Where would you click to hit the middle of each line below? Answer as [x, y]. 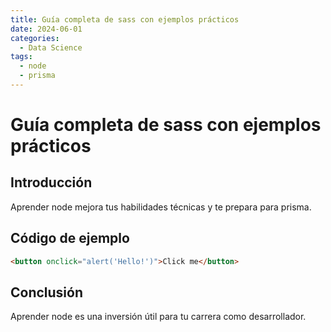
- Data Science [51, 47]
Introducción [51, 182]
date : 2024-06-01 [46, 29]
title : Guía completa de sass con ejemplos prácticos [125, 19]
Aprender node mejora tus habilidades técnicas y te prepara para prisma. [161, 207]
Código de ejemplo [70, 238]
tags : [21, 57]
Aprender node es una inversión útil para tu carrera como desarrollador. [158, 317]
